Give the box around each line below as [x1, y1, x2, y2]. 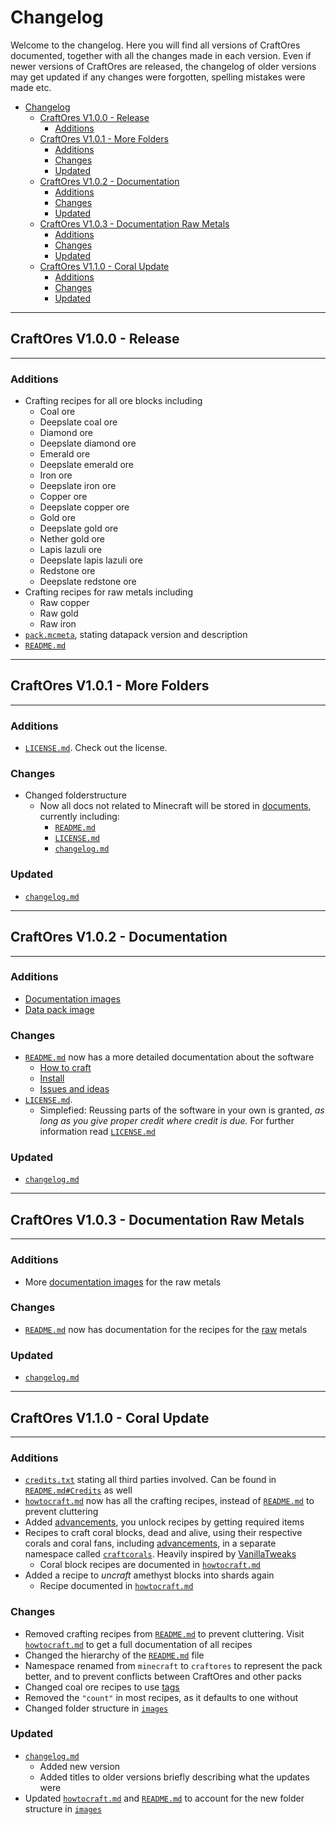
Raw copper [39, 597, 90, 609]
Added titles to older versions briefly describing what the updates [39, 1771, 310, 1783]
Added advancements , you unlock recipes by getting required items [24, 1516, 305, 1528]
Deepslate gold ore [39, 522, 119, 535]
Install [39, 1072, 65, 1085]
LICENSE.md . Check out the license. [24, 742, 168, 754]
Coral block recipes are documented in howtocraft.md [39, 1559, 262, 1571]
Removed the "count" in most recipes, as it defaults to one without [24, 1691, 299, 1703]
